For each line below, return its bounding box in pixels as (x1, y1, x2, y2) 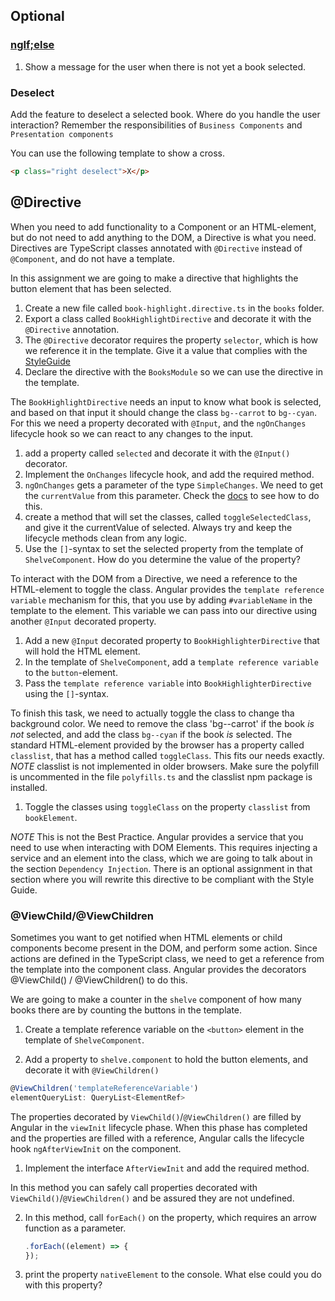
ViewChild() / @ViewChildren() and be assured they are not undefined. (10, 1192, 295, 1204)
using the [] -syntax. (24, 687, 110, 699)
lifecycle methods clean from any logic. (24, 532, 187, 544)
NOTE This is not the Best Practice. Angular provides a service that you (10, 830, 304, 843)
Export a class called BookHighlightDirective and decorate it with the (24, 312, 312, 324)
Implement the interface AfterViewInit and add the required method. (24, 1162, 310, 1174)
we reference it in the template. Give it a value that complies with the (24, 344, 308, 356)
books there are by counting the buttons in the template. (10, 1004, 243, 1016)
